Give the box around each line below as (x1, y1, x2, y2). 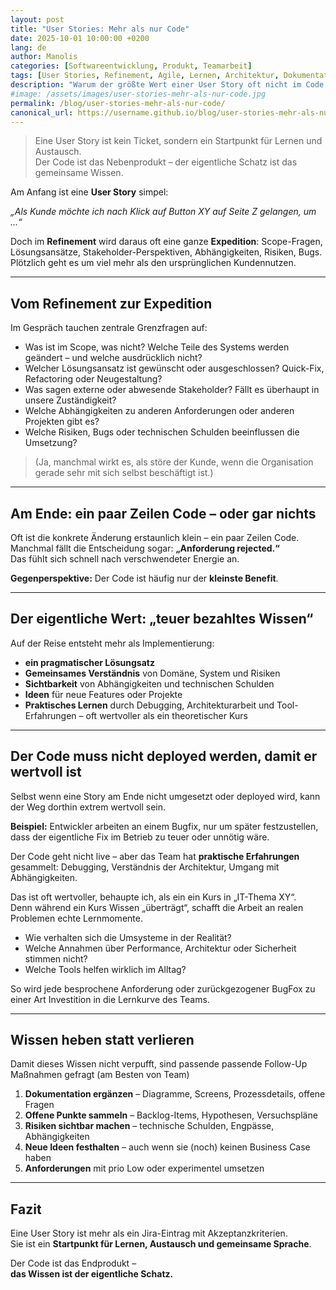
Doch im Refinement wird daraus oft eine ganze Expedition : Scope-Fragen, (10, 236, 323, 248)
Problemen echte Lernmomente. (10, 912, 143, 924)
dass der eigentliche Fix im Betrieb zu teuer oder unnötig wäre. (10, 831, 270, 843)
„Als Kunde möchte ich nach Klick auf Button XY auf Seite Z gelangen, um (10, 206, 317, 218)
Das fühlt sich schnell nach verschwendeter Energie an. (10, 553, 240, 565)
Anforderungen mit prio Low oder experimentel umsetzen (24, 1162, 265, 1175)
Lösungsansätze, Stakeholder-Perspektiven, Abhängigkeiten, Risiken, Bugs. (10, 246, 323, 258)
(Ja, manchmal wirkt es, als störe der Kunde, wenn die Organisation (34, 456, 314, 468)
